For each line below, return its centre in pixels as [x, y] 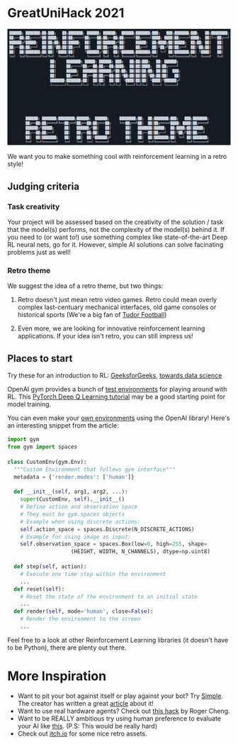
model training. [29, 404]
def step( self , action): [50, 567]
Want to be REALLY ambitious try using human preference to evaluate [119, 718]
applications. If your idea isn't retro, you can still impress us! [105, 336]
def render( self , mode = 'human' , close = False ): [84, 611]
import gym [23, 440]
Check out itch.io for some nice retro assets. [82, 733]
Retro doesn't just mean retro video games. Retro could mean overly [117, 300]
